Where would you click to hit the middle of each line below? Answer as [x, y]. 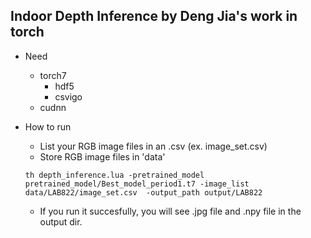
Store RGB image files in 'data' [102, 156]
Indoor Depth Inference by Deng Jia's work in [154, 16]
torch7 [53, 75]
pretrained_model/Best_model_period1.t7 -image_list [137, 184]
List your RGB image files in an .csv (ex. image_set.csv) [153, 146]
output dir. [61, 221]
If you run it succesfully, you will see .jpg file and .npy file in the [170, 211]
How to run [48, 126]
